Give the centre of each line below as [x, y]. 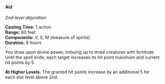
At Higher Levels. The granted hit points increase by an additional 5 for [77, 72]
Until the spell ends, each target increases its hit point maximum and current [82, 57]
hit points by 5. [20, 63]
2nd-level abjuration [26, 18]
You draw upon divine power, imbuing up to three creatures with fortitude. [80, 52]
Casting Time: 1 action [28, 27]
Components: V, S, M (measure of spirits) [48, 38]
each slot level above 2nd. [32, 77]
